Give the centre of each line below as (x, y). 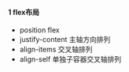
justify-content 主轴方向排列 (65, 40)
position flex (40, 30)
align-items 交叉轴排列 (56, 49)
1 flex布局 (24, 12)
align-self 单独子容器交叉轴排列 (70, 59)
